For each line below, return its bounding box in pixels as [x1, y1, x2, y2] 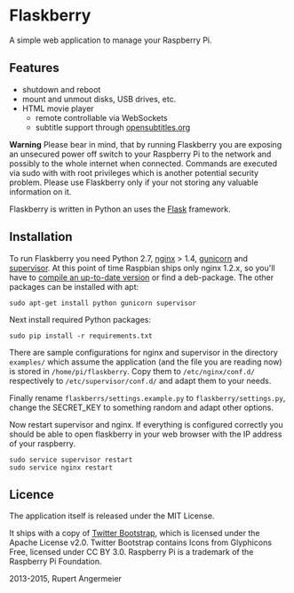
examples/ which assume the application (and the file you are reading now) [9, 357, 282, 367]
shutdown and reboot [21, 84, 101, 94]
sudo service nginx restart [9, 463, 114, 472]
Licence [9, 486, 55, 502]
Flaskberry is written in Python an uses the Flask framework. [9, 204, 231, 214]
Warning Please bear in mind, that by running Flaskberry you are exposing [9, 139, 282, 149]
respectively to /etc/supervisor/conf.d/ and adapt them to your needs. [9, 375, 272, 386]
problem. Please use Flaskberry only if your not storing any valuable [9, 177, 259, 188]
